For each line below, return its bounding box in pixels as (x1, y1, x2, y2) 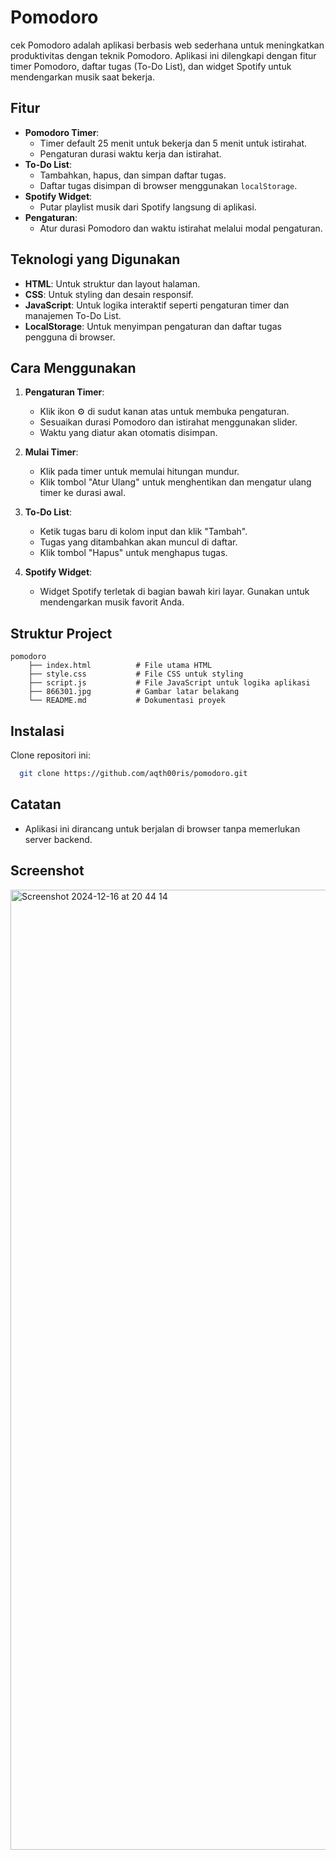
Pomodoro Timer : (24, 126, 100, 138)
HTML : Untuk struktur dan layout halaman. (24, 277, 201, 290)
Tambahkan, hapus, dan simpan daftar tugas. (39, 169, 227, 181)
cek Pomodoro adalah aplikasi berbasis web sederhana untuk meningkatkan (10, 39, 325, 51)
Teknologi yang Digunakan (10, 251, 181, 268)
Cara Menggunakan (10, 359, 137, 376)
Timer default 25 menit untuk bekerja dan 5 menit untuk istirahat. (39, 137, 308, 149)
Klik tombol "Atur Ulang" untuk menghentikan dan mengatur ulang (39, 476, 312, 488)
